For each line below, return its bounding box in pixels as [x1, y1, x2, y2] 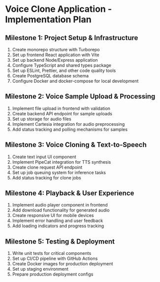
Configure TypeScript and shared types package [12, 63, 112, 68]
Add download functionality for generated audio [12, 207, 110, 213]
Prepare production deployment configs [12, 271, 94, 277]
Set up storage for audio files [12, 116, 71, 122]
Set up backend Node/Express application [12, 57, 98, 63]
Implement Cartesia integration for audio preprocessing [12, 121, 125, 127]
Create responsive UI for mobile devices [12, 212, 94, 218]
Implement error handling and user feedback [12, 218, 103, 224]
